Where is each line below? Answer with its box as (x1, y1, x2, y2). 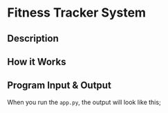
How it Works (7, 55, 66, 67)
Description (7, 33, 59, 44)
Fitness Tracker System (7, 5, 147, 21)
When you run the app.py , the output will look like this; (7, 98, 161, 106)
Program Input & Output (7, 80, 112, 92)
